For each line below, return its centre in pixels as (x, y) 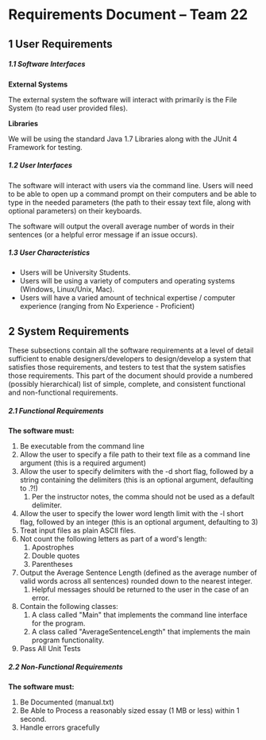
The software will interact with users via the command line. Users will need (131, 185)
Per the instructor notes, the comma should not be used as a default (143, 497)
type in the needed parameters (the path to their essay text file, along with (130, 202)
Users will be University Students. (75, 272)
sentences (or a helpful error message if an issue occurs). (103, 234)
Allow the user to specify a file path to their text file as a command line (135, 455)
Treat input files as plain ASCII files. (78, 530)
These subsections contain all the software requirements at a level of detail (131, 350)
